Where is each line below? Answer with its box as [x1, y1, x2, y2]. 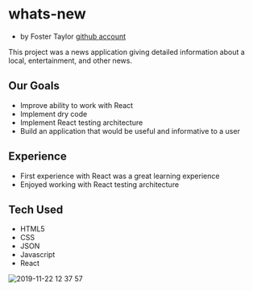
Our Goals [8, 79, 60, 93]
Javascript [19, 250, 56, 260]
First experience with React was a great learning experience [19, 171, 220, 181]
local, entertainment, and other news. [8, 56, 133, 65]
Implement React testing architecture [19, 118, 143, 127]
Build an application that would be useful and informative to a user [19, 126, 240, 135]
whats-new [8, 5, 86, 23]
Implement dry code [19, 109, 88, 118]
